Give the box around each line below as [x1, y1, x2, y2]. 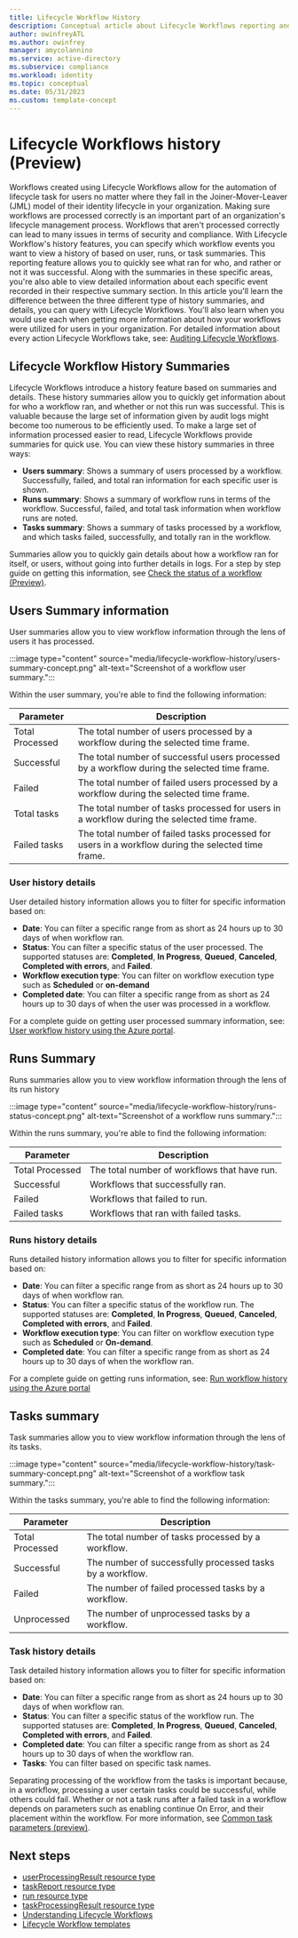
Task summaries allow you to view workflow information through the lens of [9, 1432, 286, 1443]
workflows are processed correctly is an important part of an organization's [9, 210, 286, 221]
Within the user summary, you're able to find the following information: [9, 689, 267, 700]
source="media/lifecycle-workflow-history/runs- [98, 1101, 277, 1112]
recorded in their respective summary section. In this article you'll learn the [9, 286, 284, 297]
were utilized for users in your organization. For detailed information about [9, 323, 281, 334]
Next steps [9, 1848, 71, 1863]
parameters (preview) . [9, 1823, 90, 1833]
